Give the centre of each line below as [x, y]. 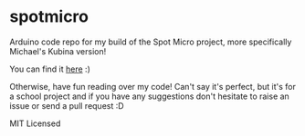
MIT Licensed [35, 123]
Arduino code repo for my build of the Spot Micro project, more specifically [151, 42]
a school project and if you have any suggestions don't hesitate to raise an [149, 96]
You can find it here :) [50, 69]
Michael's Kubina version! [58, 51]
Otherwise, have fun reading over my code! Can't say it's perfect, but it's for [153, 86]
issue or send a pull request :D [67, 105]
